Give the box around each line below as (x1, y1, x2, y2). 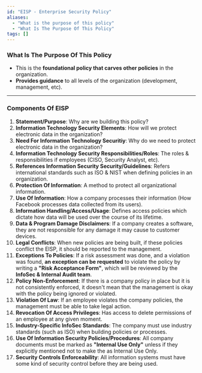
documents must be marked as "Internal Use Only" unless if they (15, 341, 179, 348)
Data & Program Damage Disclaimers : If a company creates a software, (15, 219, 194, 227)
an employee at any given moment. (15, 315, 102, 323)
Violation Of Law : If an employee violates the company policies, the (15, 296, 183, 303)
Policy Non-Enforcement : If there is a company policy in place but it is (15, 277, 191, 284)
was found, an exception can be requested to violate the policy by (15, 258, 180, 265)
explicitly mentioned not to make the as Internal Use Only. (15, 347, 158, 354)
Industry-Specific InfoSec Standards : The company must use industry (15, 321, 192, 329)
